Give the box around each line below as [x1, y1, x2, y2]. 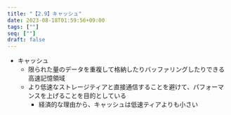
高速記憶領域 [27, 74, 65, 83]
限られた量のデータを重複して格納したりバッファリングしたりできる [27, 65, 225, 74]
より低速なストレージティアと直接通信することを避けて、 [27, 83, 194, 91]
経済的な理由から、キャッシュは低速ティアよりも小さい [38, 100, 199, 109]
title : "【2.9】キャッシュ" [7, 10, 82, 18]
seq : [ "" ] [7, 29, 37, 37]
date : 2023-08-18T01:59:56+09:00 [7, 17, 105, 24]
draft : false [7, 36, 46, 43]
